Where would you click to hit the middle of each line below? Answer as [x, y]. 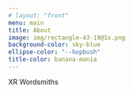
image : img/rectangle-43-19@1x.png [67, 37]
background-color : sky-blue [55, 45]
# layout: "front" [38, 15]
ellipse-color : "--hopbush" [55, 52]
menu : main [26, 23]
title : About [30, 30]
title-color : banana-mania [53, 60]
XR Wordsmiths [33, 82]
